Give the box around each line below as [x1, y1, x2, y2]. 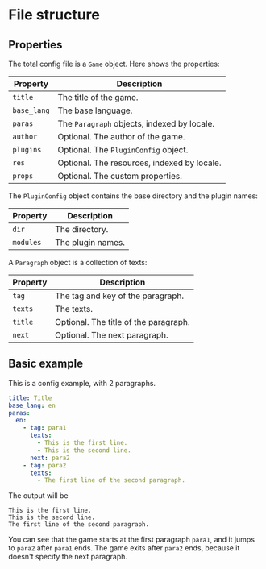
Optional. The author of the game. [57, 131, 185, 142]
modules [12, 238, 42, 247]
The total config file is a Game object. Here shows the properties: [8, 59, 220, 69]
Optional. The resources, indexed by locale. [57, 157, 222, 168]
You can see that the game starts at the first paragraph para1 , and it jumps [8, 534, 256, 545]
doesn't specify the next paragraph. [8, 552, 127, 562]
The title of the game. [57, 92, 139, 102]
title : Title [8, 393, 52, 402]
